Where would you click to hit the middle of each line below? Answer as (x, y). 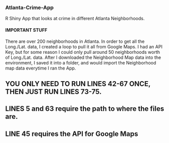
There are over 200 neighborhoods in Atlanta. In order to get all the (75, 41)
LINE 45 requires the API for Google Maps (72, 134)
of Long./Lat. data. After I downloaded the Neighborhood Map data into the (83, 57)
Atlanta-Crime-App (30, 8)
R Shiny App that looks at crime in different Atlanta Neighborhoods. (75, 19)
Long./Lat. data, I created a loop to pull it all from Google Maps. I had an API (84, 46)
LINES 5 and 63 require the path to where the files (85, 109)
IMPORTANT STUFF (26, 30)
